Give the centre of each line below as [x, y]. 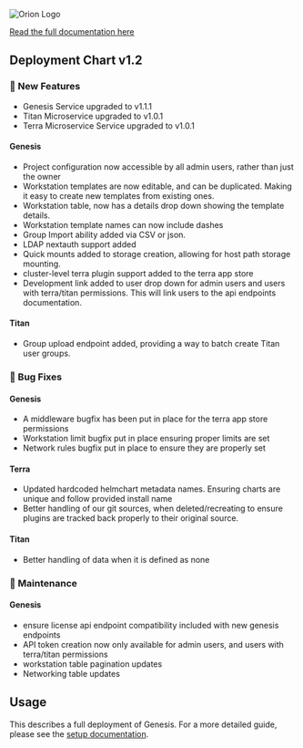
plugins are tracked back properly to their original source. [131, 518]
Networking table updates [71, 673]
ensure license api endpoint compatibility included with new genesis [151, 625]
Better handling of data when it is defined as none [116, 559]
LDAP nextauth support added [79, 244]
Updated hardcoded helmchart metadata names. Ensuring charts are [151, 489]
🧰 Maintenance [43, 583]
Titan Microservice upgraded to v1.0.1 [93, 116]
